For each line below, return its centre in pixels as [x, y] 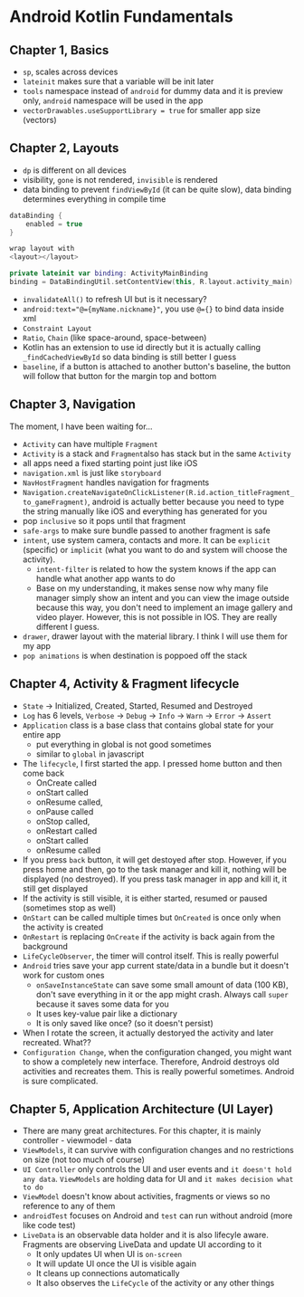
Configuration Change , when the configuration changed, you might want [157, 1052]
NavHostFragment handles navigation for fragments [116, 482]
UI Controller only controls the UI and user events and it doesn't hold [157, 1169]
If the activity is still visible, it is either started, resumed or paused [145, 898]
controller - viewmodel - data [77, 1140]
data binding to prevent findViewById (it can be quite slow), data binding [157, 189]
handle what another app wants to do [105, 578]
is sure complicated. [60, 1081]
